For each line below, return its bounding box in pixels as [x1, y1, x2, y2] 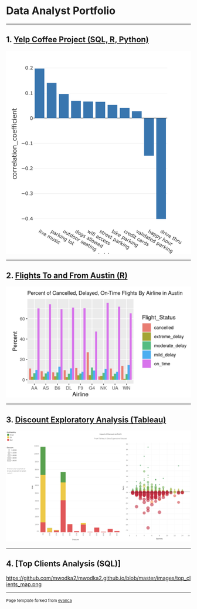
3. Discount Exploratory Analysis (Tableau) [6, 415, 167, 425]
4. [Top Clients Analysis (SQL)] [6, 559, 121, 569]
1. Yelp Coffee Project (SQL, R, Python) [6, 35, 150, 45]
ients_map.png [6, 580, 42, 588]
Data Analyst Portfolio [6, 4, 116, 18]
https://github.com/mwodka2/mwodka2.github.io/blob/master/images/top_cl [6, 574, 191, 581]
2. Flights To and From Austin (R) [6, 271, 128, 281]
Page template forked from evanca [6, 597, 72, 603]
